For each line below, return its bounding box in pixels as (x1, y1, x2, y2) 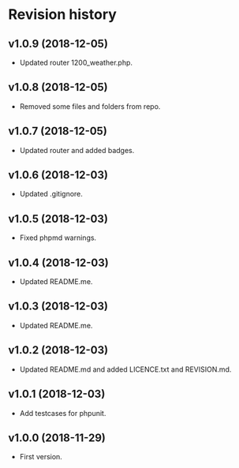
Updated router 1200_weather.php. (19, 58, 133, 67)
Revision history (8, 6, 117, 24)
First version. (19, 452, 63, 462)
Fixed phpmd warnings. (19, 233, 97, 242)
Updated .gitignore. (19, 189, 83, 199)
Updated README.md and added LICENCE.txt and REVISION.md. (19, 365, 232, 374)
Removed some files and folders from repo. (19, 101, 161, 111)
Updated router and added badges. (19, 145, 135, 155)
